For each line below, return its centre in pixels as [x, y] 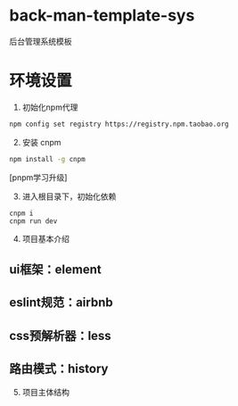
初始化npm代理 [50, 107]
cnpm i [21, 213]
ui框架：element [55, 270]
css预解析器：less [60, 336]
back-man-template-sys [102, 16]
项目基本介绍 [45, 238]
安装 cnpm [41, 142]
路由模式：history [59, 369]
